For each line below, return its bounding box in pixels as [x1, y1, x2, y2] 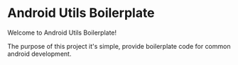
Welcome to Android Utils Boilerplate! [7, 28, 117, 37]
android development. [7, 49, 72, 58]
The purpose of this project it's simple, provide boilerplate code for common [7, 42, 231, 50]
